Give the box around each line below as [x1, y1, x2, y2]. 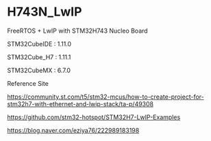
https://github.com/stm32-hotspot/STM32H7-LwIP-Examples [7, 113, 181, 121]
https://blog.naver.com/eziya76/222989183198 [7, 126, 140, 134]
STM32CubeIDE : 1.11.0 [7, 40, 72, 48]
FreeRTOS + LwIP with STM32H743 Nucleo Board [7, 27, 149, 35]
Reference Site [7, 79, 49, 87]
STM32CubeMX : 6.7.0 [7, 66, 71, 74]
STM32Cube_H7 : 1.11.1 [7, 52, 71, 61]
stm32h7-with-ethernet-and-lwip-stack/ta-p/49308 [7, 99, 154, 108]
